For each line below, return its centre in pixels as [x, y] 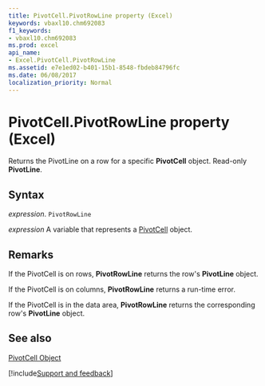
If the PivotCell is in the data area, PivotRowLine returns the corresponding [132, 305]
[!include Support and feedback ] [61, 373]
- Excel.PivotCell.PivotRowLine [62, 61]
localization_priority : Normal [60, 82]
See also [30, 338]
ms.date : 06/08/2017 [43, 75]
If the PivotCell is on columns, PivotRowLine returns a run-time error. [122, 289]
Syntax [26, 195]
